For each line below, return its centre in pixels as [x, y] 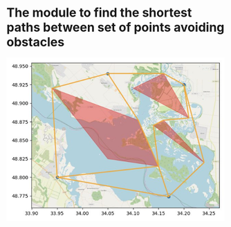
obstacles [36, 42]
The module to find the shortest [99, 13]
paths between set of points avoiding [115, 27]
